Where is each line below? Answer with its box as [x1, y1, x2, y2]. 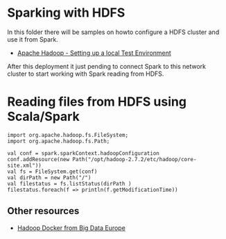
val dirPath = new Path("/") [7, 174, 92, 181]
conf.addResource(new [7, 156, 70, 163]
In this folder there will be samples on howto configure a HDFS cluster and [7, 28, 220, 36]
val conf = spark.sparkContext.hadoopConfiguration [7, 149, 159, 157]
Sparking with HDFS [7, 5, 125, 21]
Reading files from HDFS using [7, 94, 187, 110]
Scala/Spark [7, 109, 80, 124]
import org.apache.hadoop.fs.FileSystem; [7, 131, 129, 138]
